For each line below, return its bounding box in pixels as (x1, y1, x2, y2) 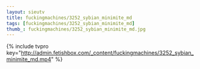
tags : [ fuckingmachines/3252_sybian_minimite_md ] (6, 20, 135, 26)
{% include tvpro (6, 43, 49, 50)
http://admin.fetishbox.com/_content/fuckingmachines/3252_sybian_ (21, 49, 194, 57)
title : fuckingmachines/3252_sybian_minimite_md (6, 15, 132, 21)
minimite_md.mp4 (6, 56, 52, 63)
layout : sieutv (6, 9, 45, 15)
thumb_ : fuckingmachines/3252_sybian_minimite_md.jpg (6, 26, 146, 32)
